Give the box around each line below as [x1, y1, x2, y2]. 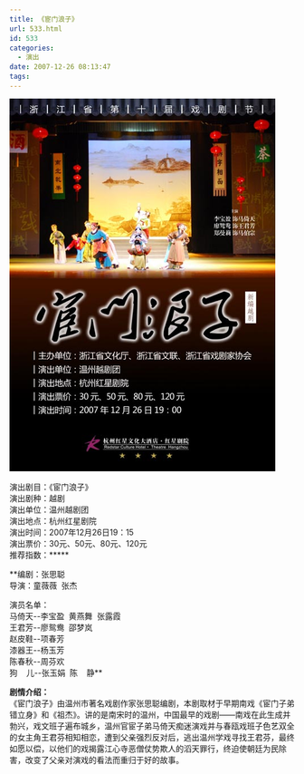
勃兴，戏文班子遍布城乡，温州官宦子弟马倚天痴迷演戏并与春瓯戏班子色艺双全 [9, 721, 295, 731]
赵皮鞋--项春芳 [9, 633, 65, 643]
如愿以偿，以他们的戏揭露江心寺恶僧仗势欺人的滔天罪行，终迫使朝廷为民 [9, 743, 279, 754]
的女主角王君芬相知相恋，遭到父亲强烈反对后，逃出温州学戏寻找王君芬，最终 [9, 731, 295, 742]
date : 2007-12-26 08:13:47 [9, 63, 111, 72]
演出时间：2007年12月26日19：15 [9, 527, 134, 537]
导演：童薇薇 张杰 [9, 580, 78, 591]
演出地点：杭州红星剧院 [9, 515, 97, 526]
